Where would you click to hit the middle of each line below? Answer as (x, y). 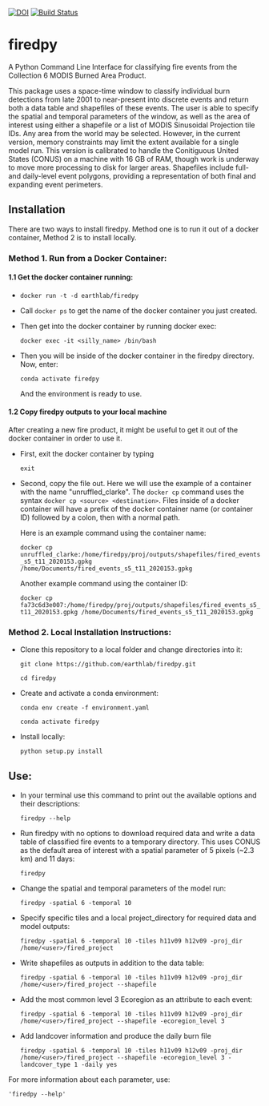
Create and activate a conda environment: (89, 694)
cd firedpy (38, 678)
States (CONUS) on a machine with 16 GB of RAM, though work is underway (134, 159)
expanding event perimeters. (56, 184)
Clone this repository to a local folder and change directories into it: (131, 650)
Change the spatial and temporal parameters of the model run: (123, 888)
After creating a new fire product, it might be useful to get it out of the (123, 430)
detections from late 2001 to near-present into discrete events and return (128, 99)
